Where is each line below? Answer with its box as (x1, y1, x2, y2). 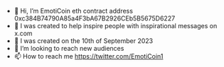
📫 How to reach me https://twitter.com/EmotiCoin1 (14, 52, 164, 60)
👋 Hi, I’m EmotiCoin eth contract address (14, 7, 134, 15)
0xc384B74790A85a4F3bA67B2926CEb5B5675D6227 (14, 14, 176, 23)
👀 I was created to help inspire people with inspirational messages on (14, 22, 218, 30)
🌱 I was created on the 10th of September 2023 (14, 37, 154, 45)
